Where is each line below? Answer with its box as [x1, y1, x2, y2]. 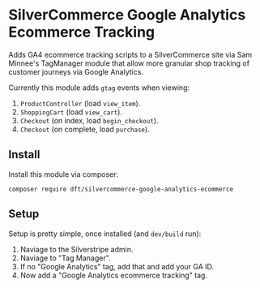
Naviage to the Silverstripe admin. [19, 244, 134, 254]
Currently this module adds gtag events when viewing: [8, 83, 190, 92]
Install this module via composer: [8, 169, 119, 179]
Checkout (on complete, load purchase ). [19, 124, 150, 134]
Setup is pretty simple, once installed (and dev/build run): [8, 229, 202, 239]
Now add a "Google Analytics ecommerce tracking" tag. [19, 270, 208, 280]
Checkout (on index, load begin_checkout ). [19, 115, 159, 125]
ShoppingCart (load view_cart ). [19, 107, 123, 117]
